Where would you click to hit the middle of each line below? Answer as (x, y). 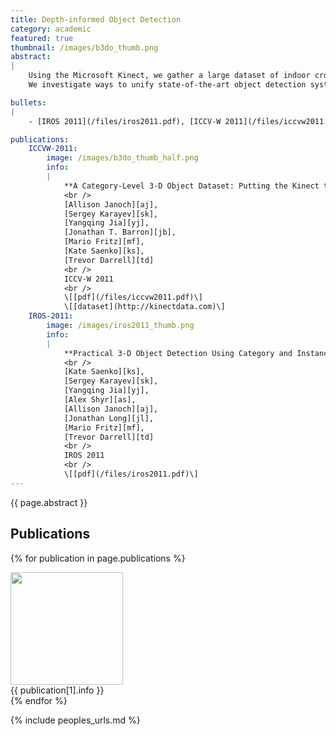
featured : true (42, 38)
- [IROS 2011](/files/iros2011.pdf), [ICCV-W (125, 121)
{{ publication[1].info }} (57, 690)
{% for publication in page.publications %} (98, 558)
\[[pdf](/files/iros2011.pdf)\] (131, 474)
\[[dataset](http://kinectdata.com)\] (144, 307)
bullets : (28, 102)
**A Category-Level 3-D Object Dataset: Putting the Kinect (191, 186)
